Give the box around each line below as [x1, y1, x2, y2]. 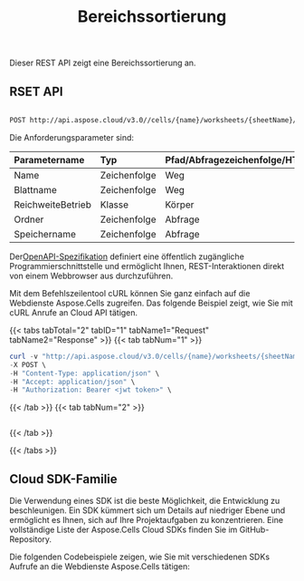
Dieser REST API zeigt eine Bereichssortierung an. [9, 57, 196, 69]
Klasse [100, 198, 129, 210]
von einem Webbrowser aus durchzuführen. [9, 270, 174, 281]
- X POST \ [9, 360, 47, 369]
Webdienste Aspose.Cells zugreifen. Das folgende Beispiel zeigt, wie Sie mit [9, 297, 293, 308]
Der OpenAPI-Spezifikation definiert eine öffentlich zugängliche [9, 251, 244, 262]
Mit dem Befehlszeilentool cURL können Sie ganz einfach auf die [9, 287, 251, 298]
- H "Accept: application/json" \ [9, 377, 136, 386]
